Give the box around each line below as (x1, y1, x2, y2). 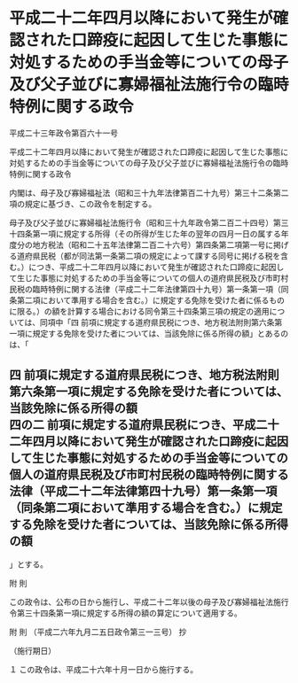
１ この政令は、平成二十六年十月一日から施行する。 (9, 664, 198, 674)
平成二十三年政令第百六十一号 (9, 128, 118, 138)
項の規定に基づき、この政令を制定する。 (9, 198, 157, 209)
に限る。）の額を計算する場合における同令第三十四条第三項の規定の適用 (9, 306, 270, 316)
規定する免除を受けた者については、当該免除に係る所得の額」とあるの (32, 328, 289, 338)
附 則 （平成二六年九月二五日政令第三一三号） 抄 (9, 626, 187, 637)
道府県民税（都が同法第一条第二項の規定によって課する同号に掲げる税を (16, 250, 281, 261)
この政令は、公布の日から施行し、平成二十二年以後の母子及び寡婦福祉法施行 (9, 596, 289, 607)
